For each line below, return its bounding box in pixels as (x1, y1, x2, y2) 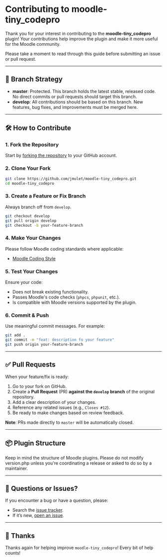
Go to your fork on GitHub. (12, 383, 67, 389)
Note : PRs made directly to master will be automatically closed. (5, 419, 134, 425)
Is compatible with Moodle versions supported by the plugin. (12, 299, 137, 305)
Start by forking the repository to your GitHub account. (5, 153, 117, 159)
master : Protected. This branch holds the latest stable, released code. (12, 88, 156, 94)
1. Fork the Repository (5, 141, 59, 148)
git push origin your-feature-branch (5, 342, 83, 347)
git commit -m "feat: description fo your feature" (5, 337, 114, 343)
